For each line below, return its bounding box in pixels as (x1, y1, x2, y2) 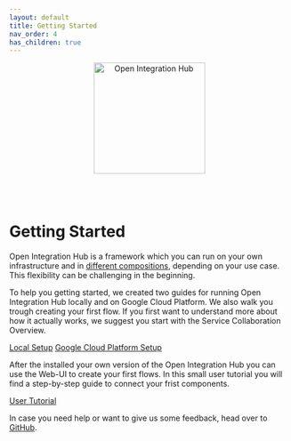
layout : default (9, 12, 69, 22)
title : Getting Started (9, 21, 98, 30)
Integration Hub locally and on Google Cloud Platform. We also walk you (9, 297, 273, 308)
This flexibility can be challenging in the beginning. (9, 270, 196, 281)
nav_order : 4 (9, 29, 58, 38)
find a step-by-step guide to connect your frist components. (9, 379, 230, 389)
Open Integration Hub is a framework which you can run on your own (9, 251, 263, 262)
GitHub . (9, 422, 37, 433)
